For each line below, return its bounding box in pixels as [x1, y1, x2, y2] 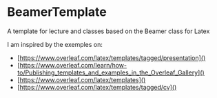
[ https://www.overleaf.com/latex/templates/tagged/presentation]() [17, 53, 206, 62]
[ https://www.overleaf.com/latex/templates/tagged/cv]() [17, 83, 177, 91]
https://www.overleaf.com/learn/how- [19, 61, 127, 69]
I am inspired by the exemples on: [7, 40, 103, 48]
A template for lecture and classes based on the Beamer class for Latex [7, 27, 210, 35]
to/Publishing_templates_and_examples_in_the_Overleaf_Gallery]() [17, 68, 205, 77]
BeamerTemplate [7, 4, 107, 20]
